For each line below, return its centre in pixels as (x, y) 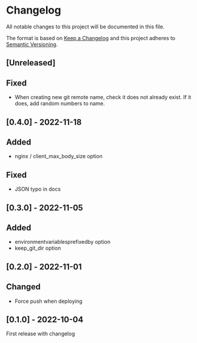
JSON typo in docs (37, 189)
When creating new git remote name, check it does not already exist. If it (103, 97)
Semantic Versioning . (32, 44)
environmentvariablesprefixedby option (63, 242)
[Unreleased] (31, 63)
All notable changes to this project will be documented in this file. (86, 27)
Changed (23, 287)
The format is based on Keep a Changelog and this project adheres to (91, 38)
